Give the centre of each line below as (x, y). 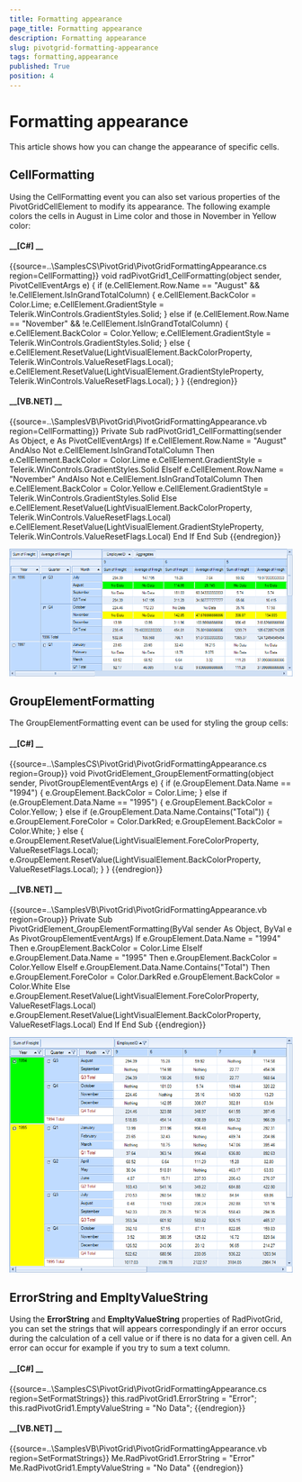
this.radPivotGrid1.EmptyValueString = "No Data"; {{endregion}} (127, 1408)
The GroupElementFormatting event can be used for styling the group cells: (149, 723)
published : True (40, 67)
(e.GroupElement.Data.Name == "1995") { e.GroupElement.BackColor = (141, 802)
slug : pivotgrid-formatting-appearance (84, 48)
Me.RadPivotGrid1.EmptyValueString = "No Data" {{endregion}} (127, 1468)
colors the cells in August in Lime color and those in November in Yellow (143, 215)
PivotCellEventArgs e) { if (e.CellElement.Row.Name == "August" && (135, 285)
